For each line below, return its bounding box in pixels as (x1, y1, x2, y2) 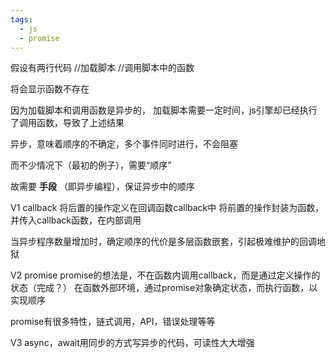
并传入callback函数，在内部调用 (10, 214, 142, 226)
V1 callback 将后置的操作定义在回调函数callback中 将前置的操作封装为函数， (10, 202, 325, 214)
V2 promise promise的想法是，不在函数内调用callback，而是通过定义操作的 (10, 269, 321, 281)
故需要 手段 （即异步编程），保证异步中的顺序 (10, 181, 195, 193)
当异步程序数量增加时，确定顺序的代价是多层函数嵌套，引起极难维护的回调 (10, 236, 317, 248)
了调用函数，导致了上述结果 (10, 117, 125, 129)
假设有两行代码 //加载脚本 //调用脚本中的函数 (10, 62, 195, 74)
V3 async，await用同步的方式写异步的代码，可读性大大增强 (10, 337, 255, 349)
